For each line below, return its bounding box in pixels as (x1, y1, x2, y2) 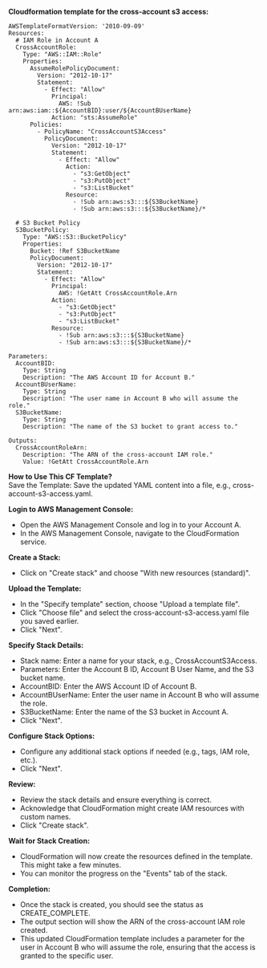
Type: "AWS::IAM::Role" (22, 51, 103, 59)
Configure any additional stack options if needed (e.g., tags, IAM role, (19, 746, 250, 756)
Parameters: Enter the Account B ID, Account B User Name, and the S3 (19, 665, 254, 673)
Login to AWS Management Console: (8, 505, 134, 514)
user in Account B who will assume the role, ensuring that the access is (19, 942, 256, 952)
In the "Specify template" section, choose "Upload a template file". (19, 600, 241, 608)
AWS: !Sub (59, 100, 91, 108)
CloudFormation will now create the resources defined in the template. (19, 852, 253, 861)
